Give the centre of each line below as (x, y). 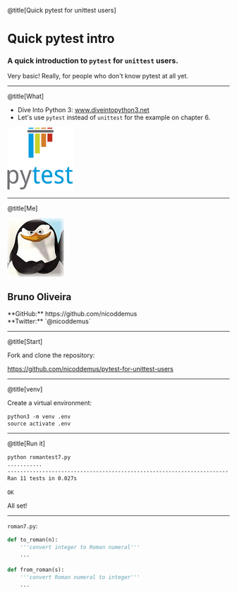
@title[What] (26, 96)
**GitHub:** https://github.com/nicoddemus (72, 314)
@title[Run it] (26, 443)
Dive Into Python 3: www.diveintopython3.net (83, 110)
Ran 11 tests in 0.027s (42, 479)
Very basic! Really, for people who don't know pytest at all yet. (98, 76)
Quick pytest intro (61, 39)
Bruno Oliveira (39, 297)
